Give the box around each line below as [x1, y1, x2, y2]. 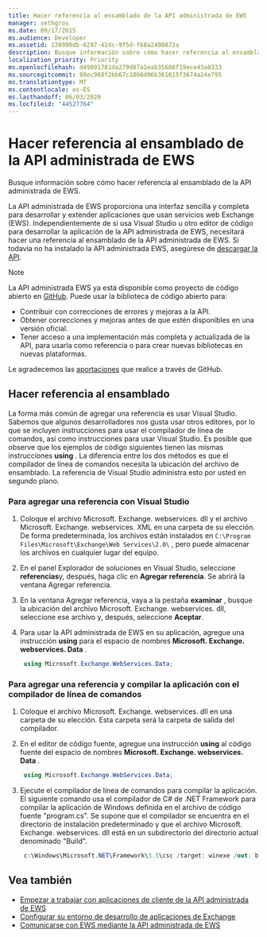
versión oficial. [19, 323, 68, 334]
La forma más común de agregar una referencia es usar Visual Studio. [8, 408, 238, 418]
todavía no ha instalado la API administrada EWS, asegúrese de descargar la [8, 244, 258, 254]
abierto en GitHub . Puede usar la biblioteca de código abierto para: [8, 292, 228, 301]
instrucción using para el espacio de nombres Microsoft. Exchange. [19, 637, 245, 646]
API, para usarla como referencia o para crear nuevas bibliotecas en [19, 341, 243, 350]
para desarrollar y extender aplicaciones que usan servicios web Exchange [8, 210, 254, 219]
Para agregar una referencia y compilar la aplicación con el [8, 679, 240, 690]
